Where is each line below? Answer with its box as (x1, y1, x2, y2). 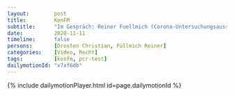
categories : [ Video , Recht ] (7, 49, 98, 56)
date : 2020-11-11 (7, 29, 86, 37)
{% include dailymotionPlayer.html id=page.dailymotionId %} (7, 81, 182, 89)
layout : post (7, 10, 68, 17)
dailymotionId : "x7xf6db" (7, 62, 82, 69)
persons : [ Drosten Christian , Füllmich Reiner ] (7, 42, 167, 49)
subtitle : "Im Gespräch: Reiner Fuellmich (7, 23, 148, 30)
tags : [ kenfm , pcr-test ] (7, 56, 108, 63)
